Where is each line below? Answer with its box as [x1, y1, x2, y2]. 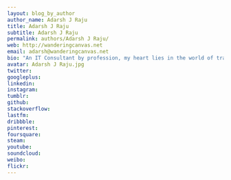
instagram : [7, 86, 38, 93]
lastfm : [7, 112, 30, 118]
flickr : [7, 162, 30, 170]
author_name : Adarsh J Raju [7, 16, 88, 23]
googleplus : [7, 73, 41, 81]
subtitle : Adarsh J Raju [7, 29, 78, 36]
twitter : [7, 67, 32, 74]
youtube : [7, 144, 32, 151]
